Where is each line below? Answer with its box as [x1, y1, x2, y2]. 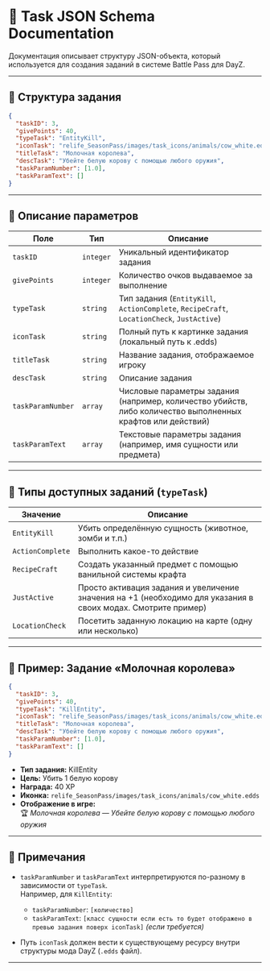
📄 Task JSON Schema [8, 7, 155, 26]
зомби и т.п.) [77, 533, 129, 544]
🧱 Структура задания [8, 90, 122, 104]
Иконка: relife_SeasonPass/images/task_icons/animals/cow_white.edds [19, 790, 260, 800]
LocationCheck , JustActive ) [119, 313, 222, 325]
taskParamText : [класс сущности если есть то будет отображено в [31, 913, 253, 923]
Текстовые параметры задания [119, 429, 242, 440]
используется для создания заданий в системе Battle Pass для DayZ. [8, 60, 245, 69]
